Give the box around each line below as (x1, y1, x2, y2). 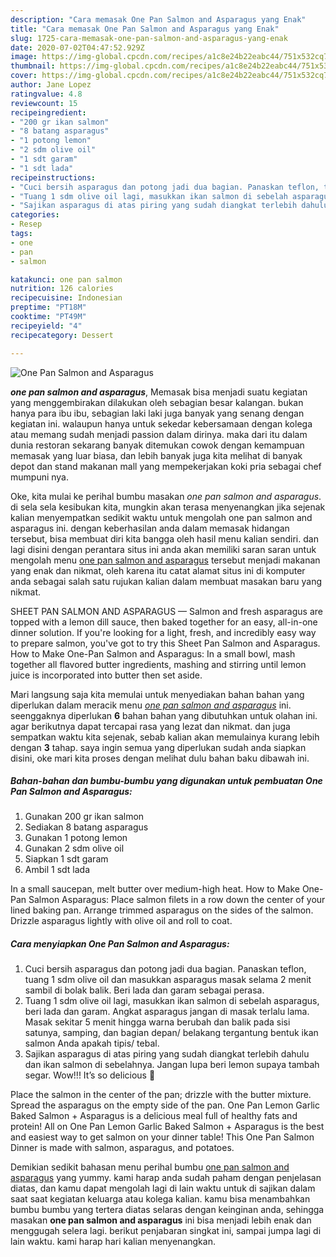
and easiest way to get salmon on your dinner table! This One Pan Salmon (10, 1131, 315, 1143)
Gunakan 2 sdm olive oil (24, 842, 125, 855)
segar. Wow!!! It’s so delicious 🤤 (24, 1069, 156, 1081)
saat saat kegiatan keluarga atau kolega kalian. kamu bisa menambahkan (10, 1193, 311, 1205)
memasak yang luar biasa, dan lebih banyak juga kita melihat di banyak (10, 449, 303, 461)
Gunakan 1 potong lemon (24, 832, 128, 844)
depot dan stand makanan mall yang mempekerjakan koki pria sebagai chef (10, 460, 322, 472)
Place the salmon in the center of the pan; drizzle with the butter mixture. (10, 1089, 312, 1101)
